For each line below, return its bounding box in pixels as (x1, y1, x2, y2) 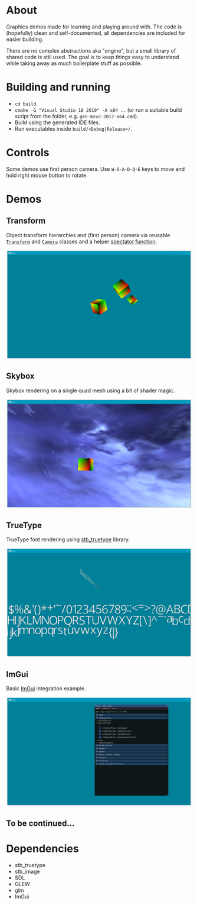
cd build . (14, 100, 38, 107)
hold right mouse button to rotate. (6, 172, 88, 179)
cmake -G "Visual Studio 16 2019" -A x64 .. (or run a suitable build (14, 106, 182, 113)
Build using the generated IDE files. (14, 119, 100, 126)
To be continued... (6, 818, 75, 828)
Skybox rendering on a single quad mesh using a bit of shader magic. (6, 387, 175, 394)
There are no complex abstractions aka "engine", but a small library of (6, 47, 176, 54)
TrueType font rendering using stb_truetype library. (6, 536, 130, 543)
